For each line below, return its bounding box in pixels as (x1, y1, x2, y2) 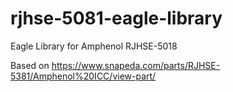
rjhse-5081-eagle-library (10, 7, 223, 30)
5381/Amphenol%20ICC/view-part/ (10, 70, 157, 82)
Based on (10, 59, 50, 71)
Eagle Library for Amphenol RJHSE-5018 (10, 40, 178, 52)
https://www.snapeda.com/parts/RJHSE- (51, 59, 221, 71)
